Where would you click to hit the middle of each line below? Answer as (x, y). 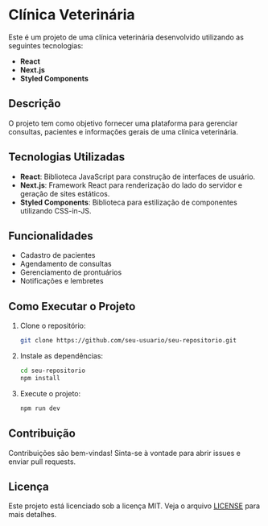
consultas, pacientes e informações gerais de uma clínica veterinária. (124, 131)
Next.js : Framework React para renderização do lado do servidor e (131, 185)
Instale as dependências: (61, 356)
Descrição (35, 104)
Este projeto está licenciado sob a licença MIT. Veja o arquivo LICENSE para (134, 506)
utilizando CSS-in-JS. (56, 210)
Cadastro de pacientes (58, 255)
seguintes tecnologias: (46, 45)
